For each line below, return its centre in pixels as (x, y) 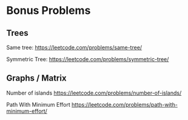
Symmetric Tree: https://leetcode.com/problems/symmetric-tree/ (88, 59)
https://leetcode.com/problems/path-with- (125, 104)
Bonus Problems (49, 11)
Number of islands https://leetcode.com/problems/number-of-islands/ (94, 93)
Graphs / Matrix (36, 78)
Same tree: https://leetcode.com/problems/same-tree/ (74, 47)
